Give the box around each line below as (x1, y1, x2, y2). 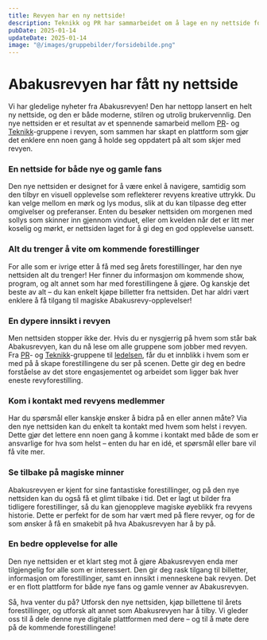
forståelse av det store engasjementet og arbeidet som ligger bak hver (8, 367, 239, 376)
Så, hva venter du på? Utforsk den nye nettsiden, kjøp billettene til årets (8, 597, 242, 607)
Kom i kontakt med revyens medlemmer (8, 395, 165, 406)
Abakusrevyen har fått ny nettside (8, 75, 238, 94)
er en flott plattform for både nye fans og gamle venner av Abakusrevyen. (8, 581, 249, 592)
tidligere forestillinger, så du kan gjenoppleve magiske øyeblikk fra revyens (8, 502, 253, 511)
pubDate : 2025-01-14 (8, 26, 77, 34)
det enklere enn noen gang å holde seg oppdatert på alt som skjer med (8, 136, 241, 145)
